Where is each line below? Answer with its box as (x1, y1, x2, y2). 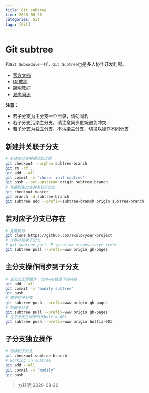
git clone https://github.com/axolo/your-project (5, 233, 113, 238)
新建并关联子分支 (5, 142, 59, 151)
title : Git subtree (5, 7, 47, 13)
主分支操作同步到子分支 (5, 263, 79, 271)
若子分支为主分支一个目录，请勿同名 (12, 113, 89, 119)
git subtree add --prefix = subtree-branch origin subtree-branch (5, 199, 144, 204)
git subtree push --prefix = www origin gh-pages (5, 300, 108, 306)
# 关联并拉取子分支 (5, 238, 41, 243)
